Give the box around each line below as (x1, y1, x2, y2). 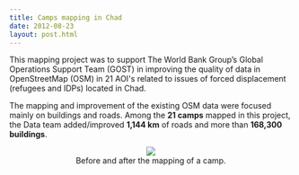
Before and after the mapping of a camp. (75, 155, 226, 166)
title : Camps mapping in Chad (9, 13, 123, 22)
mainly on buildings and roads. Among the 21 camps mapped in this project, (9, 109, 291, 121)
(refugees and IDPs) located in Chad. (9, 83, 146, 94)
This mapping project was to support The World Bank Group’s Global (9, 55, 263, 66)
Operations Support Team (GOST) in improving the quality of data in (9, 64, 261, 74)
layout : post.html (9, 30, 78, 39)
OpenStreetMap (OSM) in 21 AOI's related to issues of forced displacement (9, 74, 286, 84)
